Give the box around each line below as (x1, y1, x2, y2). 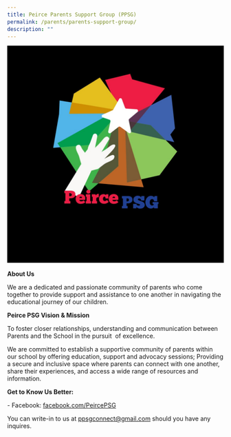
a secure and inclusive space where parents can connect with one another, (7, 360, 220, 368)
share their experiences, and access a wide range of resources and (7, 367, 199, 376)
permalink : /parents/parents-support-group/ (7, 18, 137, 26)
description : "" (7, 26, 54, 32)
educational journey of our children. (7, 298, 109, 306)
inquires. (7, 422, 32, 430)
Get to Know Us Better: (7, 388, 74, 396)
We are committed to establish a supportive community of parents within (7, 345, 213, 354)
